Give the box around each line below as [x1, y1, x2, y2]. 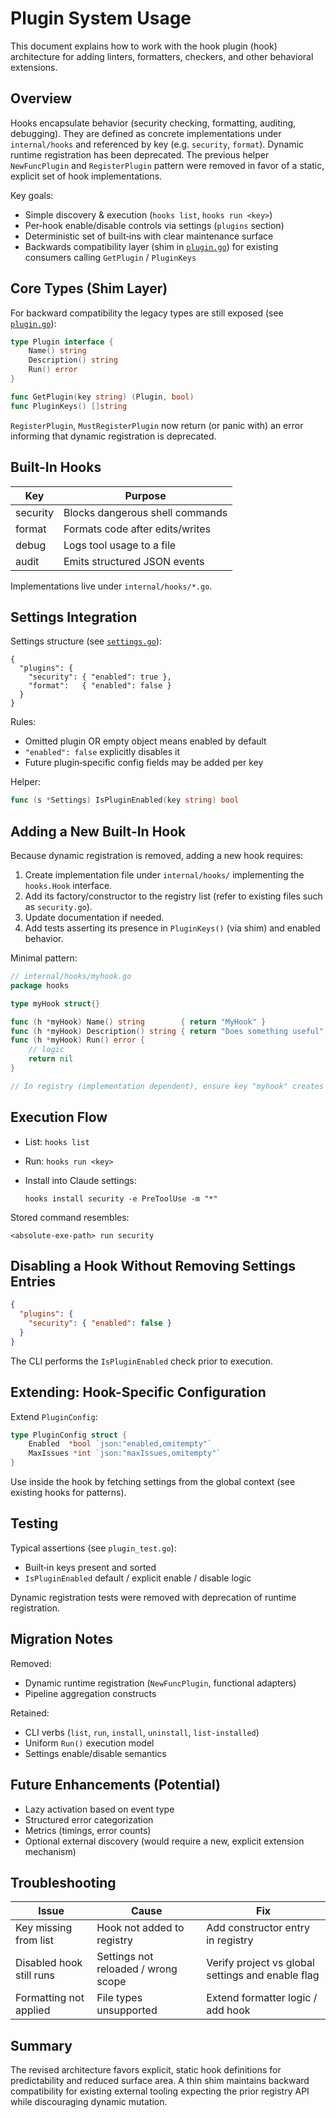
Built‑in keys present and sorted [24, 1561, 157, 1573]
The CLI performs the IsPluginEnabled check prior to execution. [10, 1355, 274, 1367]
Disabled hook [15, 1956, 83, 1970]
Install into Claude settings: [24, 1174, 137, 1186]
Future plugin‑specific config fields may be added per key [24, 757, 264, 769]
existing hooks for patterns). [10, 1487, 127, 1499]
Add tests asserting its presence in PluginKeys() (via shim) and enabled [24, 922, 321, 934]
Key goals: [10, 189, 54, 201]
